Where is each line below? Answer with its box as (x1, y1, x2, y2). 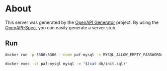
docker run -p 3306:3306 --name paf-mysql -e (5, 52, 101, 57)
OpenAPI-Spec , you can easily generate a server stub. (5, 24, 117, 30)
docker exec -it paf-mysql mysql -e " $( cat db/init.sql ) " (5, 61, 128, 66)
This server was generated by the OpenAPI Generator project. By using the (5, 19, 159, 25)
